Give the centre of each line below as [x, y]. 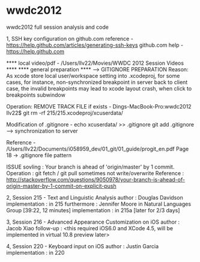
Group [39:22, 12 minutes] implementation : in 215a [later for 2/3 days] [93, 210]
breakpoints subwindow [36, 95]
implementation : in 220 [35, 252]
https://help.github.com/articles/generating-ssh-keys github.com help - [95, 45]
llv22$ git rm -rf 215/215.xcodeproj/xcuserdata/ [65, 113]
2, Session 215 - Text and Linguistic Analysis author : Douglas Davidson [95, 197]
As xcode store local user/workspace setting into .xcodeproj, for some [93, 76]
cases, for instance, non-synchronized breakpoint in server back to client [97, 82]
